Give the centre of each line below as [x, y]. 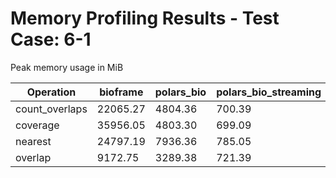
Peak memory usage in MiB [67, 67]
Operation [51, 92]
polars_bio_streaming [269, 92]
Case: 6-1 [51, 39]
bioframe [121, 92]
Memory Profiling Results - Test [145, 18]
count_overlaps [51, 109]
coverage [37, 125]
